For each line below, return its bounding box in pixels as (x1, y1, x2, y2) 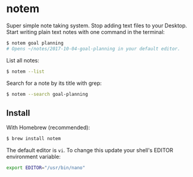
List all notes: (6, 56, 39, 64)
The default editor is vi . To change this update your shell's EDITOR (6, 147, 174, 154)
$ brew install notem (6, 136, 61, 142)
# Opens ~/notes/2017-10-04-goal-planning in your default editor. (6, 45, 181, 52)
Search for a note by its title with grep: (6, 79, 102, 87)
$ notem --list (6, 68, 45, 75)
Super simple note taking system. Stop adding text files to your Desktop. (6, 22, 188, 29)
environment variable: (6, 153, 61, 161)
